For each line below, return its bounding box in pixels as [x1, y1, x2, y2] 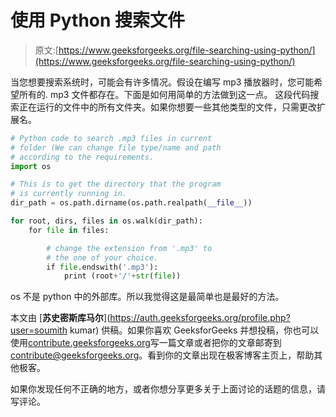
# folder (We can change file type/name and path [10, 142, 222, 153]
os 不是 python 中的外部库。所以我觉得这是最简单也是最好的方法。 [10, 291, 285, 303]
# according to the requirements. [10, 152, 155, 162]
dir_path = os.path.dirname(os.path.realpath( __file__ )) [10, 198, 253, 208]
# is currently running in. [10, 189, 128, 199]
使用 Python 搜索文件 [10, 9, 186, 32]
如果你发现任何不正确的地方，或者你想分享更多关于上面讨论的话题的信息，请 [10, 383, 326, 395]
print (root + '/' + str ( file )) [63, 271, 182, 281]
